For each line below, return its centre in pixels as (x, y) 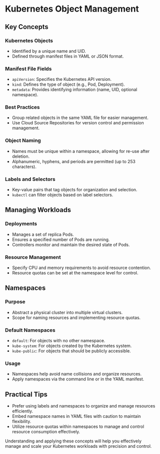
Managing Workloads (38, 210)
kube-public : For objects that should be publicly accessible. (72, 351)
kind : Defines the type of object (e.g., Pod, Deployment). (68, 84)
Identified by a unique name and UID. (49, 51)
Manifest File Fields (29, 69)
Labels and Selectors (30, 179)
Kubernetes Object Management (72, 9)
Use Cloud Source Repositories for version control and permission (78, 123)
